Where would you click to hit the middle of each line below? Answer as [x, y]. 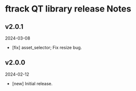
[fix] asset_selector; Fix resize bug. [47, 47]
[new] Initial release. [32, 83]
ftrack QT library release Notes [68, 9]
